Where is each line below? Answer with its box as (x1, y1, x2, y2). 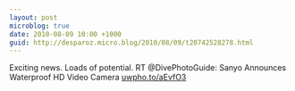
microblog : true (9, 21, 70, 30)
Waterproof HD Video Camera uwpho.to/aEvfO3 (9, 72, 187, 83)
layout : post (9, 12, 58, 22)
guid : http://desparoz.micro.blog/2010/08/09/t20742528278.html (9, 37, 254, 47)
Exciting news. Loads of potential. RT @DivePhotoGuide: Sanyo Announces (9, 62, 287, 73)
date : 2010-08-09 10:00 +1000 (9, 29, 122, 38)
